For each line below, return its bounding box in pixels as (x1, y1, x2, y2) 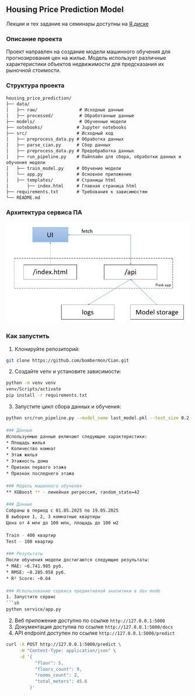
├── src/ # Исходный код (6, 131, 114, 136)
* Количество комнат (6, 446, 57, 452)
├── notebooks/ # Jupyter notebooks (6, 125, 127, 131)
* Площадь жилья (6, 440, 46, 445)
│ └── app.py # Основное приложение (6, 172, 132, 177)
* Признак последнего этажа (6, 471, 75, 476)
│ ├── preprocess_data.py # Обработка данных (6, 136, 124, 142)
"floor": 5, (34, 660, 64, 666)
